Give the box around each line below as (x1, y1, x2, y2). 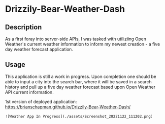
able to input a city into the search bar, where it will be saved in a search (5, 78, 152, 84)
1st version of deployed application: (5, 99, 77, 104)
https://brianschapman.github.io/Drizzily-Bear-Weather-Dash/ (5, 104, 131, 110)
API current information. (5, 89, 54, 95)
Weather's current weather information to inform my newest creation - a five (5, 41, 160, 47)
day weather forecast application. (5, 47, 73, 52)
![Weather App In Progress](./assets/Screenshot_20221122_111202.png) (5, 114, 153, 119)
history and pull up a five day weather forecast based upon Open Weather (5, 84, 156, 90)
